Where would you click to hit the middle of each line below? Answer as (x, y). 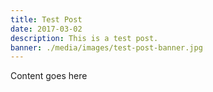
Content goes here (49, 76)
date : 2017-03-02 (46, 29)
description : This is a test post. (84, 38)
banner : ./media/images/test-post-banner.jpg (106, 47)
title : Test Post (46, 19)
